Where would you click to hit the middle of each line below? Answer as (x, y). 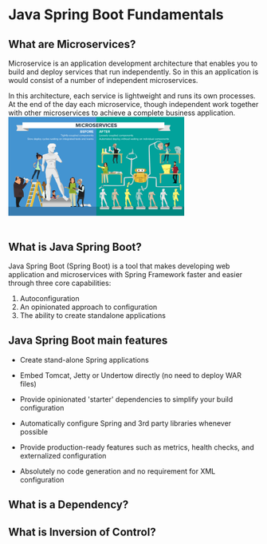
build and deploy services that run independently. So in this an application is (133, 72)
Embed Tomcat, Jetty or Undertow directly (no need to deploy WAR (130, 375)
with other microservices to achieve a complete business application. (122, 113)
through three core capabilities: (60, 283)
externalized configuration (63, 455)
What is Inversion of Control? (82, 532)
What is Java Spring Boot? (75, 246)
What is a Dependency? (69, 505)
